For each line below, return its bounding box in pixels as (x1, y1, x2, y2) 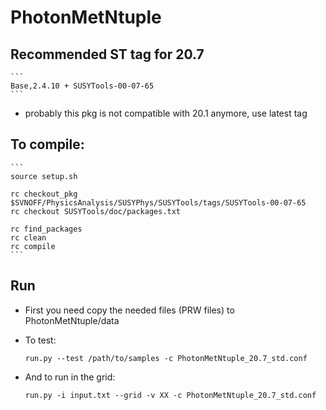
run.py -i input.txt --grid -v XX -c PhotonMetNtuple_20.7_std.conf (24, 390, 317, 400)
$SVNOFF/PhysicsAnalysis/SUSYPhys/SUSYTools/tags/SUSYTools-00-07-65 (10, 197, 307, 208)
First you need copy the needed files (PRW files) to (24, 304, 235, 316)
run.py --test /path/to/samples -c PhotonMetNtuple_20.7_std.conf (24, 353, 308, 363)
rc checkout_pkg (10, 189, 78, 199)
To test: (24, 334, 57, 346)
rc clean (10, 232, 47, 243)
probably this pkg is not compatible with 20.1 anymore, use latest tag (24, 107, 308, 119)
